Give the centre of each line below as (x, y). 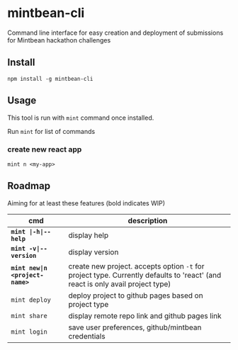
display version (93, 252)
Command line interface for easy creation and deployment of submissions (115, 33)
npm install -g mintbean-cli (50, 79)
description (148, 220)
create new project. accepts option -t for (136, 266)
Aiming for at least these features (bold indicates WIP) (86, 203)
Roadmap (29, 186)
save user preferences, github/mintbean (135, 327)
